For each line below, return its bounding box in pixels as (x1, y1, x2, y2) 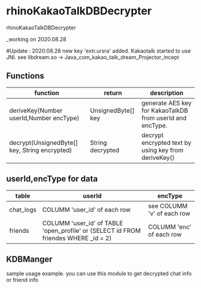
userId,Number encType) (9, 114, 80, 122)
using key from (141, 145, 184, 154)
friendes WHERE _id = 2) (42, 234, 112, 242)
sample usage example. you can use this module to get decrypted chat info (6, 270, 192, 277)
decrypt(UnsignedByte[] (9, 138, 78, 147)
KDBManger (6, 254, 53, 264)
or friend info (6, 277, 39, 284)
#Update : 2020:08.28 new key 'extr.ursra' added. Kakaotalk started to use (6, 47, 191, 54)
